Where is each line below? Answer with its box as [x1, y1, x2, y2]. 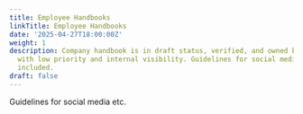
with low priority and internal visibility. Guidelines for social [17, 55, 277, 64]
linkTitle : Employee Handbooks [9, 22, 127, 31]
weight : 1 [9, 38, 47, 48]
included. [17, 64, 54, 73]
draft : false [9, 72, 59, 81]
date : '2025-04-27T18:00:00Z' [9, 30, 124, 39]
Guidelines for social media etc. [9, 96, 126, 107]
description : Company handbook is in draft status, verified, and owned [9, 47, 289, 56]
